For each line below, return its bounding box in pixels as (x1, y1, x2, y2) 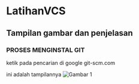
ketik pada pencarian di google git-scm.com (6, 59, 116, 66)
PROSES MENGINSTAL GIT (6, 46, 85, 54)
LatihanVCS (6, 4, 66, 18)
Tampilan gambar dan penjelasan (6, 28, 133, 38)
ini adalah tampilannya (6, 70, 62, 78)
